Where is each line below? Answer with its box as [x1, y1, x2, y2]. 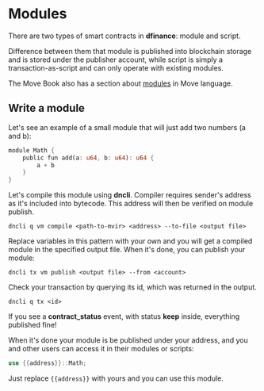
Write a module [8, 102, 86, 115]
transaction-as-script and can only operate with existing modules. [8, 63, 224, 72]
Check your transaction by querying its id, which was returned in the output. [8, 282, 258, 292]
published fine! [8, 320, 57, 330]
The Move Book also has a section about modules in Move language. [8, 79, 233, 88]
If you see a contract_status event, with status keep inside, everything [8, 312, 240, 321]
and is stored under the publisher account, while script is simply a [8, 55, 224, 64]
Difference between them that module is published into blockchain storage [8, 46, 252, 56]
